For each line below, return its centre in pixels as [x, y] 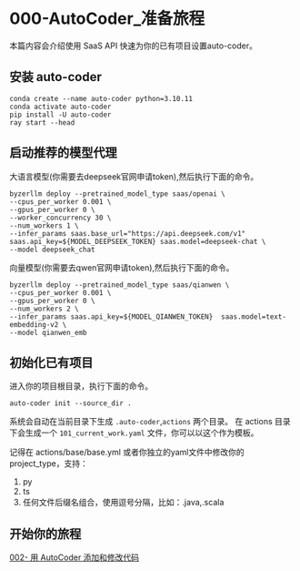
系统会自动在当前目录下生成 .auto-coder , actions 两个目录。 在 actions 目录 [150, 422]
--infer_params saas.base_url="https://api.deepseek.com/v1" [128, 233]
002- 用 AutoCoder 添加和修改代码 [74, 557]
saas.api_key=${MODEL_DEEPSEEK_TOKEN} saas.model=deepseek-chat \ [138, 241]
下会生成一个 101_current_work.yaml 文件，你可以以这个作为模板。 [134, 433]
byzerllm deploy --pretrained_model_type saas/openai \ [117, 194]
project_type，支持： [49, 464]
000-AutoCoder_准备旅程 [107, 19]
